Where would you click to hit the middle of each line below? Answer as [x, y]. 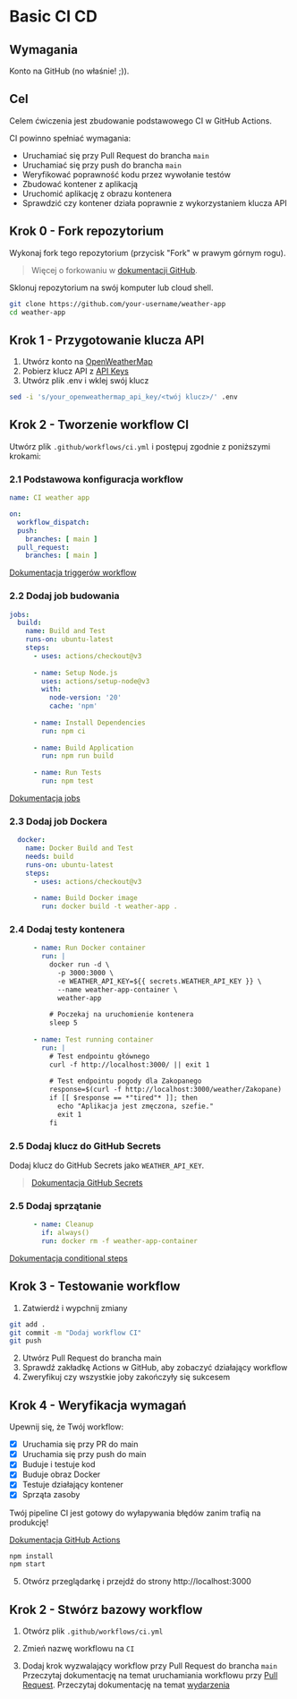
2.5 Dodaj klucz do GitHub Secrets [85, 1146]
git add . [28, 1324]
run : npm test [68, 781]
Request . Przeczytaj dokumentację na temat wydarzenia [126, 1685]
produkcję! [29, 1522]
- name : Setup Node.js [75, 673]
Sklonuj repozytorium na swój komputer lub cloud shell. [111, 287]
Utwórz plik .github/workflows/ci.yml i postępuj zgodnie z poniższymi [140, 446]
